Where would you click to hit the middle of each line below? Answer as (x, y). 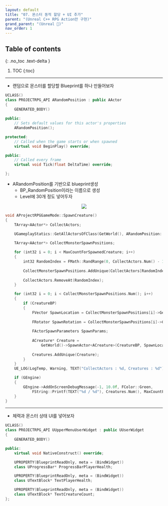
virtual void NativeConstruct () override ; (59, 453)
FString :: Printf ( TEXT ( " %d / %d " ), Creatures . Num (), (87, 392)
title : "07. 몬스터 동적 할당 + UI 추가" (44, 15)
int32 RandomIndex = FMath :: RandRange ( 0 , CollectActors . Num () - (91, 262)
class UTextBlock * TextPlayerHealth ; (53, 481)
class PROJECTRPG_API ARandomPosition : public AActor (63, 100)
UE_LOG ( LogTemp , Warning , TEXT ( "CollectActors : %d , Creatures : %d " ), (90, 369)
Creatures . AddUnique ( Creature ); (65, 354)
